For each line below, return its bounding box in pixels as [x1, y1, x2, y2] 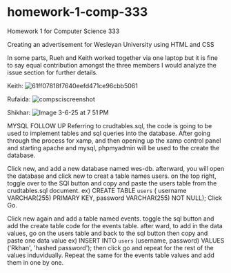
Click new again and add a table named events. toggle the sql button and [7, 214, 214, 223]
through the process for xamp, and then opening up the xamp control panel [7, 136, 221, 145]
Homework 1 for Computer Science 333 [7, 27, 120, 35]
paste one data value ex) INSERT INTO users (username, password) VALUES [7, 236, 225, 245]
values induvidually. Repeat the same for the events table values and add [7, 251, 215, 259]
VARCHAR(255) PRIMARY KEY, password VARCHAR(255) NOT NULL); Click [7, 194, 222, 202]
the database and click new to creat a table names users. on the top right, [7, 172, 217, 180]
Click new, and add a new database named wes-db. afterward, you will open [7, 164, 225, 172]
